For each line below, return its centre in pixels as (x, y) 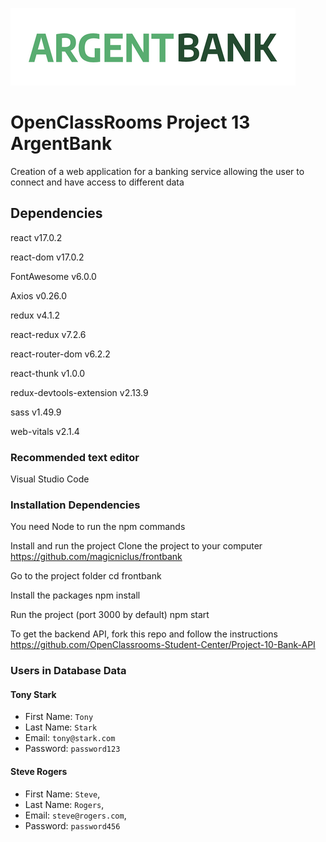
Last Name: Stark (61, 727)
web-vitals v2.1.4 (45, 431)
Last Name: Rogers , (64, 804)
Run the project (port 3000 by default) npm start (110, 615)
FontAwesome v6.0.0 (53, 276)
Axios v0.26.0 (39, 295)
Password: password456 (72, 825)
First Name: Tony (59, 717)
